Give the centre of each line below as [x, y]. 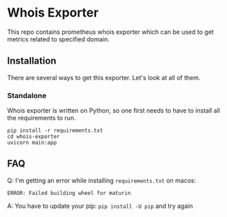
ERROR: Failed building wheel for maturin [69, 193]
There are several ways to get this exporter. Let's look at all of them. [104, 77]
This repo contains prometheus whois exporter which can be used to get [110, 32]
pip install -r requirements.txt [55, 131]
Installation [32, 61]
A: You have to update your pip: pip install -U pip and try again [100, 206]
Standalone [27, 95]
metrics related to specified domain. [59, 39]
